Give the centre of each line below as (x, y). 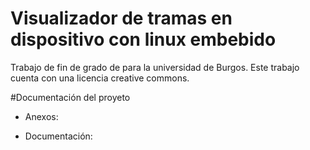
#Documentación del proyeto (70, 97)
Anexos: (41, 116)
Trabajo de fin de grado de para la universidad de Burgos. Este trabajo (155, 67)
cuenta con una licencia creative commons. (100, 78)
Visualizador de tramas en (121, 18)
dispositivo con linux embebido (143, 39)
